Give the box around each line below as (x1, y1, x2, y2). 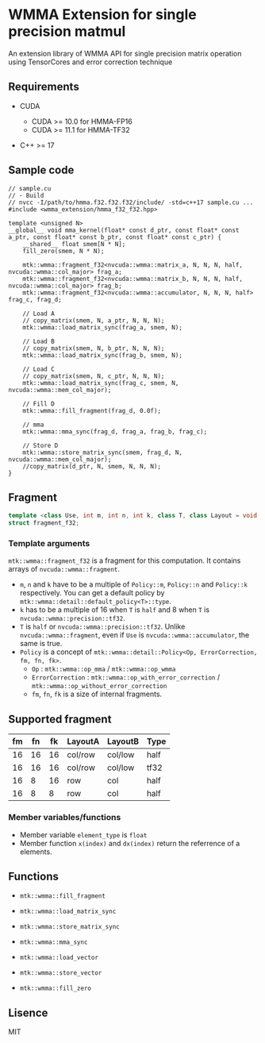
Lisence (8, 1006, 48, 1019)
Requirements (8, 80, 79, 94)
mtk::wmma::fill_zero (19, 984, 91, 993)
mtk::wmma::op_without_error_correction (31, 683, 167, 691)
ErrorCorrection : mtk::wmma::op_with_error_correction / (31, 672, 221, 682)
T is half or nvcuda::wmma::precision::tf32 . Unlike (19, 622, 186, 632)
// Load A (22, 310, 56, 318)
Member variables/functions (8, 812, 121, 823)
